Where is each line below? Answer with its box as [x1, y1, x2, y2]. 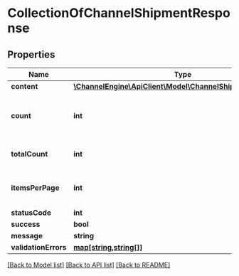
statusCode [11, 208, 52, 218]
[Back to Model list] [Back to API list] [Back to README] [7, 261, 171, 269]
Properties [7, 48, 55, 60]
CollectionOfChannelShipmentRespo [7, 5, 231, 21]
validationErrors [11, 243, 67, 252]
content [11, 82, 38, 91]
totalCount [11, 149, 48, 159]
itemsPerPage [11, 183, 60, 193]
